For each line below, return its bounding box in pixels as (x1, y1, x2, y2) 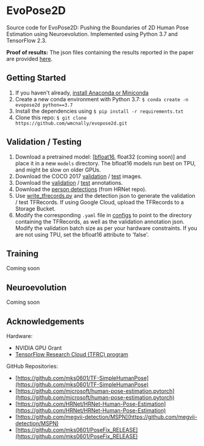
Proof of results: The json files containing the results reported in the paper (6, 48, 194, 56)
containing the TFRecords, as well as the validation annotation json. (15, 218, 185, 225)
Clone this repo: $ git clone (15, 113, 87, 121)
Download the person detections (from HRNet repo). (15, 185, 147, 193)
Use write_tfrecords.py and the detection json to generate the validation (15, 192, 196, 199)
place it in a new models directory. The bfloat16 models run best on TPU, (15, 159, 196, 167)
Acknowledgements (6, 316, 85, 326)
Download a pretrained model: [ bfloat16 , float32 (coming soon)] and (15, 153, 186, 160)
